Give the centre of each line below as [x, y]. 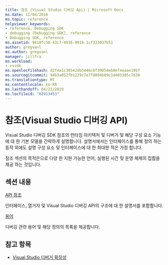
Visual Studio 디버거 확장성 [39, 257]
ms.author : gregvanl [27, 52]
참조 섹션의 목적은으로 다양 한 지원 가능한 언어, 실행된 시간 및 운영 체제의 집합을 [83, 158]
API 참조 [14, 195]
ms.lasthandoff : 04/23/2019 [35, 89]
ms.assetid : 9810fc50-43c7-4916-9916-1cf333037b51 [59, 43]
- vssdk [13, 66]
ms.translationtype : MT [30, 80]
